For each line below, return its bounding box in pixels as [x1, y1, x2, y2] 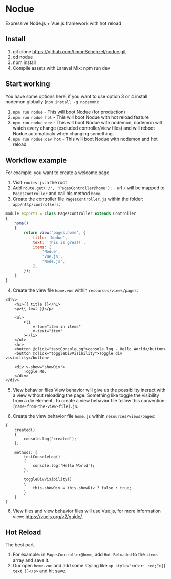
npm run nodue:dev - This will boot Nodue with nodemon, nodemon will [12, 119, 162, 125]
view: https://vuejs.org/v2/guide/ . [12, 513, 83, 520]
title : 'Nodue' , [32, 235, 68, 240]
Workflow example [5, 156, 67, 164]
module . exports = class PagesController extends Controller [5, 211, 137, 217]
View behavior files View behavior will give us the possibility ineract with [12, 387, 166, 393]
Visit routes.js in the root [12, 180, 67, 186]
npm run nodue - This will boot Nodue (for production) [12, 109, 125, 115]
